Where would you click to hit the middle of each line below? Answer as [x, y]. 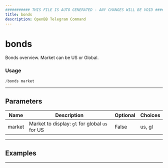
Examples [21, 153]
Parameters [24, 101]
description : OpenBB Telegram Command [45, 19]
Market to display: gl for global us [68, 124]
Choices [150, 115]
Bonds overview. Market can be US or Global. [52, 57]
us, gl [147, 127]
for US [36, 130]
